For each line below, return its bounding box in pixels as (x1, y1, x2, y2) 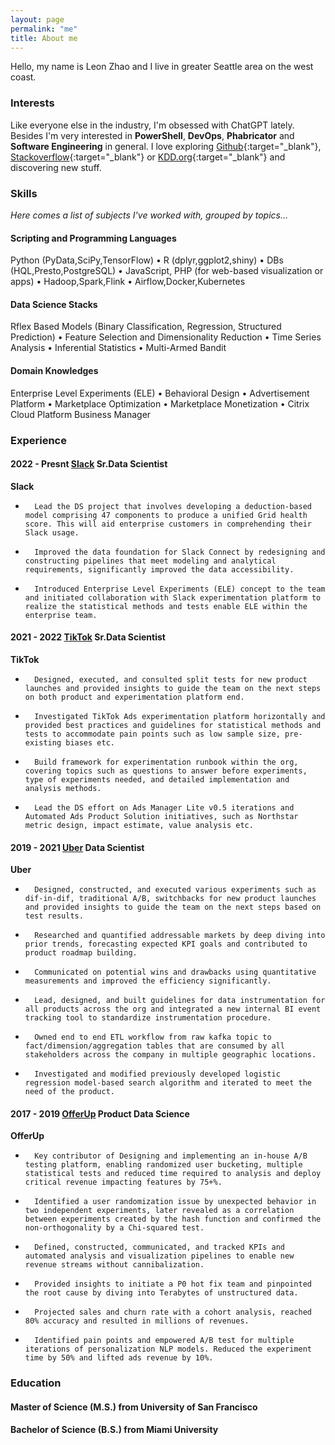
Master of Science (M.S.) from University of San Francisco (10, 1401, 258, 1413)
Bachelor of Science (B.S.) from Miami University (10, 1424, 219, 1436)
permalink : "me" (10, 24, 78, 34)
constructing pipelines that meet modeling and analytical (24, 556, 277, 566)
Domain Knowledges (10, 364, 99, 376)
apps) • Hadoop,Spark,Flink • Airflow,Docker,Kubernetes (10, 276, 246, 288)
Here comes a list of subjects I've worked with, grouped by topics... (10, 209, 289, 221)
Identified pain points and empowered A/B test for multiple (34, 1336, 295, 1346)
